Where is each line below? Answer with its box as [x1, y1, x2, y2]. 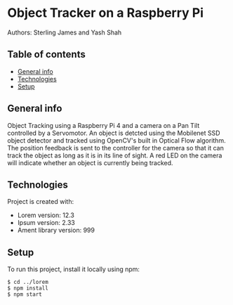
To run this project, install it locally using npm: [7, 265, 140, 273]
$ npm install [7, 285, 49, 292]
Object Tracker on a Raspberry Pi [7, 5, 204, 21]
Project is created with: [7, 197, 74, 206]
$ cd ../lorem [7, 279, 49, 286]
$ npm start [7, 291, 42, 298]
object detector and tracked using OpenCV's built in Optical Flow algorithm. [7, 136, 226, 145]
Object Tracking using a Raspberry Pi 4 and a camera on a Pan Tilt [7, 121, 200, 129]
